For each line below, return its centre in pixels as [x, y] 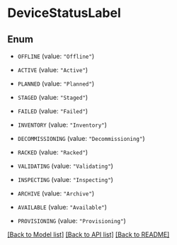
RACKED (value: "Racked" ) [53, 152]
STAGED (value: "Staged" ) [53, 97]
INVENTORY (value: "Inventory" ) [62, 125]
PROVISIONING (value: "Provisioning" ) [72, 221]
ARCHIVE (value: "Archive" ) [56, 193]
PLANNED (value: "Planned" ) [56, 84]
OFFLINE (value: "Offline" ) [56, 56]
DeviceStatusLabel [64, 13]
